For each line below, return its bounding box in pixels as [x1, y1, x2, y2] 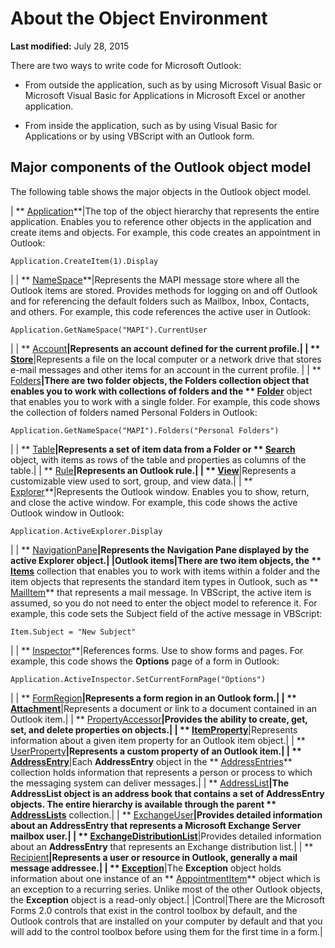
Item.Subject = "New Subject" [10, 627, 137, 637]
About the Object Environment [10, 7, 268, 30]
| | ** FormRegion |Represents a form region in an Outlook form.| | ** [10, 692, 297, 704]
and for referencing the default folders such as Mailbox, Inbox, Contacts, [10, 295, 310, 307]
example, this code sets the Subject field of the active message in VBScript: [10, 607, 323, 619]
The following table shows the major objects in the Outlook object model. [10, 185, 312, 197]
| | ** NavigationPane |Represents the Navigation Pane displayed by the [10, 543, 310, 556]
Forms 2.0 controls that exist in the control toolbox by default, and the [10, 904, 298, 916]
